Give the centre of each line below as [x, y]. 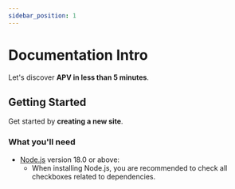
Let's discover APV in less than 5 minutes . [79, 77]
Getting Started [47, 102]
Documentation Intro [78, 55]
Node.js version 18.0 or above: [70, 159]
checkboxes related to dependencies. [94, 176]
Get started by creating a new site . [66, 121]
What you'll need [42, 142]
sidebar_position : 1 [43, 16]
